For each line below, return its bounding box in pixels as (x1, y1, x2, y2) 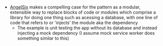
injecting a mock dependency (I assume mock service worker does (17, 30, 155, 36)
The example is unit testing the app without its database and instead (17, 25, 158, 31)
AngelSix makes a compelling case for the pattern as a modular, (9, 4, 141, 10)
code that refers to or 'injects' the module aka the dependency (9, 20, 138, 25)
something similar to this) (17, 35, 70, 41)
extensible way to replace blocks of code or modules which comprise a (9, 9, 156, 15)
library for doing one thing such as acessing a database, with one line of (9, 15, 158, 20)
